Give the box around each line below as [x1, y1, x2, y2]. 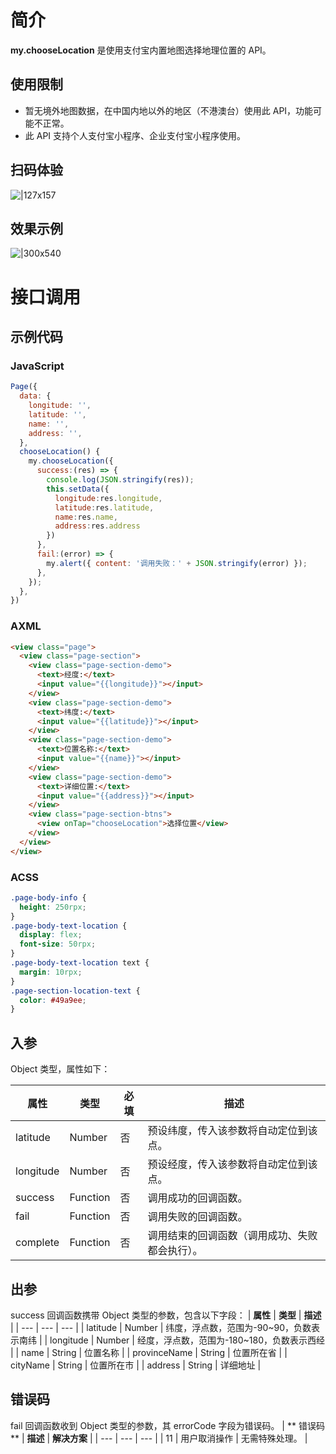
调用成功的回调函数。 [147, 1191, 248, 1205]
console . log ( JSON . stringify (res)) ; [46, 475, 195, 485]
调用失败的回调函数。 [147, 1210, 248, 1224]
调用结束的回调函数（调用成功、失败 [147, 1229, 318, 1243]
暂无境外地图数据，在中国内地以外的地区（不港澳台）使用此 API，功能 [24, 104, 314, 116]
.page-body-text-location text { [10, 958, 150, 968]
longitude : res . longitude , [54, 493, 163, 503]
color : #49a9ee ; [19, 995, 87, 1005]
